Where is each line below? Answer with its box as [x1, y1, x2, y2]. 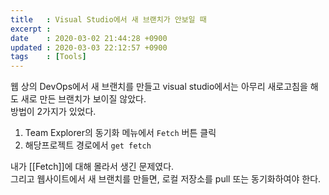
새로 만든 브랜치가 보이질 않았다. [20, 93, 147, 105]
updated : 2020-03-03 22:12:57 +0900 [10, 42, 168, 53]
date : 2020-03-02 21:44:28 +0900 [10, 33, 168, 43]
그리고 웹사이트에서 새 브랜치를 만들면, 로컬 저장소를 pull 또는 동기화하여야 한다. [10, 173, 322, 185]
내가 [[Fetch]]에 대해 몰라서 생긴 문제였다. [10, 161, 175, 173]
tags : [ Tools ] [10, 52, 87, 62]
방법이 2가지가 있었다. [10, 106, 97, 118]
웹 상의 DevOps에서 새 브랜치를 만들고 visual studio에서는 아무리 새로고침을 [10, 81, 308, 93]
